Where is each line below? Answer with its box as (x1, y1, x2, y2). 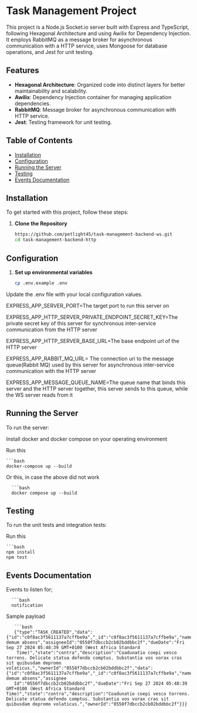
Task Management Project (6, 4, 137, 18)
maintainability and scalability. (14, 87, 88, 95)
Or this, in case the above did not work (6, 473, 100, 480)
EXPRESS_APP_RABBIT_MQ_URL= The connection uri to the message (6, 355, 174, 362)
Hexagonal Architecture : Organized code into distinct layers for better (14, 81, 186, 88)
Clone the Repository (14, 220, 67, 227)
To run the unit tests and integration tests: (6, 522, 107, 529)
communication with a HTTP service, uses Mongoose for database (6, 42, 168, 49)
